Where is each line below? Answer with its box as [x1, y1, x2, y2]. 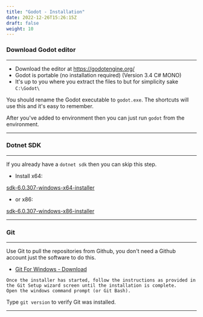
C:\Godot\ [14, 85, 40, 91]
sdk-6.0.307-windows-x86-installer [6, 207, 95, 214]
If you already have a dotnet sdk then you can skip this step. [6, 161, 157, 168]
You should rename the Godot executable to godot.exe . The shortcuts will [6, 96, 189, 103]
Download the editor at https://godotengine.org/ [14, 65, 135, 72]
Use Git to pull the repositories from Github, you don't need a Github [6, 248, 176, 255]
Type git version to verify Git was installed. [6, 298, 116, 306]
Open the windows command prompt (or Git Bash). [6, 288, 131, 294]
